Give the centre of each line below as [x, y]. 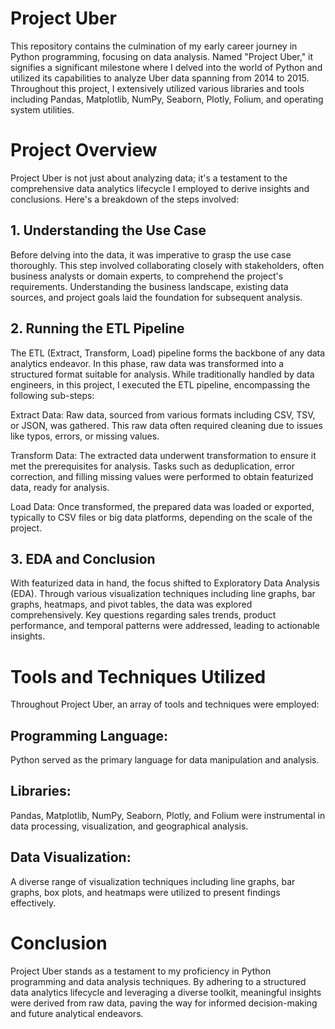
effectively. [33, 903]
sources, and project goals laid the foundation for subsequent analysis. [156, 297]
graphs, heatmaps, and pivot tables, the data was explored [131, 604]
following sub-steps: [52, 395]
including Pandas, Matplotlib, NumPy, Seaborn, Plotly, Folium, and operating [167, 99]
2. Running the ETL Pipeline [97, 328]
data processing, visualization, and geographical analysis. [129, 826]
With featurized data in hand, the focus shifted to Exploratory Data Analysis [165, 583]
